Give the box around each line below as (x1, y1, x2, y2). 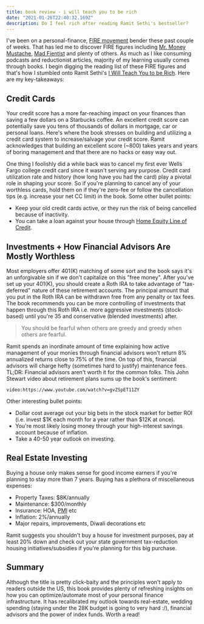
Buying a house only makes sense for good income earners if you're (6, 469, 177, 476)
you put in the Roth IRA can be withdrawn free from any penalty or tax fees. (6, 293, 195, 300)
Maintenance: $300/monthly (15, 500, 87, 508)
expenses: (6, 482, 32, 489)
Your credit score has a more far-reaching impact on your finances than (6, 110, 186, 117)
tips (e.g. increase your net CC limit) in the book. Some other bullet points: (6, 193, 192, 200)
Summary (6, 562, 44, 573)
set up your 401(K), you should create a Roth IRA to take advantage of (6, 280, 181, 287)
